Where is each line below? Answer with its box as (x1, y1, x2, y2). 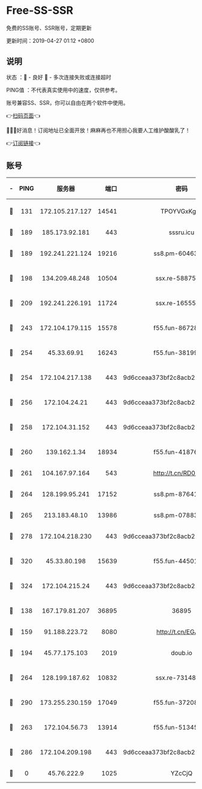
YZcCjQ (170, 769, 193, 777)
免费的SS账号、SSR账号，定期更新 (6, 24, 92, 31)
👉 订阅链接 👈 (6, 139, 41, 146)
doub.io (171, 648, 192, 657)
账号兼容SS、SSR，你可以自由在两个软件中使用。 (6, 99, 129, 106)
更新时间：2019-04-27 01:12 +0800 (6, 37, 94, 44)
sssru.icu (168, 228, 195, 237)
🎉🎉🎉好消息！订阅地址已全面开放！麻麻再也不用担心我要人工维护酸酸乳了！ (6, 126, 191, 134)
